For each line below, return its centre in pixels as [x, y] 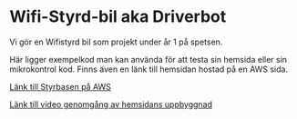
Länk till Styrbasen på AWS [61, 86]
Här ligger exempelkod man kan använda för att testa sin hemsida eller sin [148, 59]
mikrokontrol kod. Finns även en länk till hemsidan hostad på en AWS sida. [149, 69]
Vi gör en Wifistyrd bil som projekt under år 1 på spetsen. [116, 42]
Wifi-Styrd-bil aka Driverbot [118, 17]
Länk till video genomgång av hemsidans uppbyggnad [111, 104]
